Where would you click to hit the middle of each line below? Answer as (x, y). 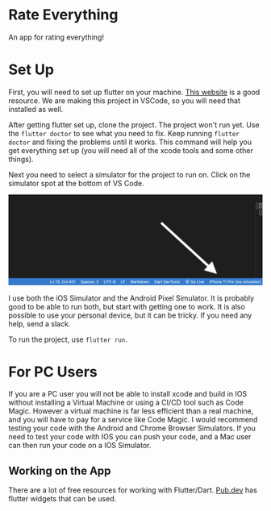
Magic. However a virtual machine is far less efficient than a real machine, (131, 411)
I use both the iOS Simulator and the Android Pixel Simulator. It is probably (131, 298)
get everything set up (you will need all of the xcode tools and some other (131, 150)
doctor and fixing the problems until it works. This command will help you (130, 142)
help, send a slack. (40, 323)
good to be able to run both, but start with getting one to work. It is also (127, 306)
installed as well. (36, 109)
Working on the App (60, 470)
